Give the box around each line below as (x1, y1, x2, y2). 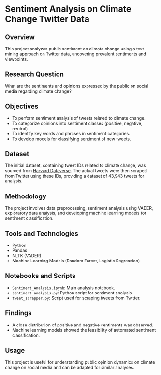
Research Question (5, 70, 64, 79)
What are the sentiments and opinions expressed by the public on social (5, 83, 149, 89)
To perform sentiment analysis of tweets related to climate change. (12, 115, 146, 121)
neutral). (12, 125, 29, 131)
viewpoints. (5, 56, 28, 62)
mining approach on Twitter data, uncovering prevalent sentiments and (5, 51, 146, 57)
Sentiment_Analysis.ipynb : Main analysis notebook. (12, 285, 115, 291)
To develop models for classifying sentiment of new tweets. (12, 136, 132, 142)
